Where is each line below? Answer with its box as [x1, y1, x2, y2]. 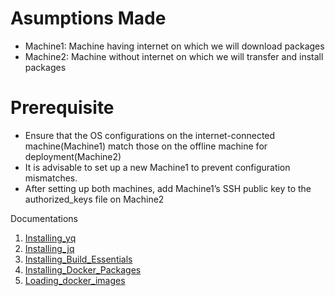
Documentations [10, 212, 79, 224]
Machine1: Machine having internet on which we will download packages [24, 40, 325, 52]
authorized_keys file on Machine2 [24, 193, 165, 205]
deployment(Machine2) [24, 150, 122, 162]
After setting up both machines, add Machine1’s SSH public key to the [24, 182, 312, 194]
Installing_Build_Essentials [24, 253, 133, 265]
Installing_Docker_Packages [24, 263, 142, 276]
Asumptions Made [10, 7, 167, 30]
